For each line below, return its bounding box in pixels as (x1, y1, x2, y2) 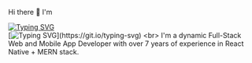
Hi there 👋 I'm (8, 8, 53, 16)
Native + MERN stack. (8, 47, 80, 56)
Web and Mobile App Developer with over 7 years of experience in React (8, 39, 244, 48)
